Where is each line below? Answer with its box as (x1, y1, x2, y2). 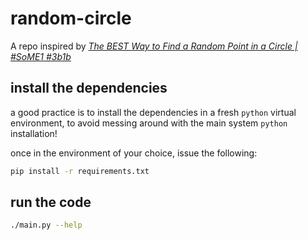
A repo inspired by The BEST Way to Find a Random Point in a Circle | (10, 40, 298, 52)
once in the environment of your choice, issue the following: (10, 147, 258, 159)
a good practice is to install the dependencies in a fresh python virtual (10, 106, 297, 118)
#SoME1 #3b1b (10, 50, 72, 62)
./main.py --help (10, 220, 83, 231)
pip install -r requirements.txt (10, 166, 150, 176)
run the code (10, 194, 92, 211)
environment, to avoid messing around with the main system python (10, 117, 288, 129)
